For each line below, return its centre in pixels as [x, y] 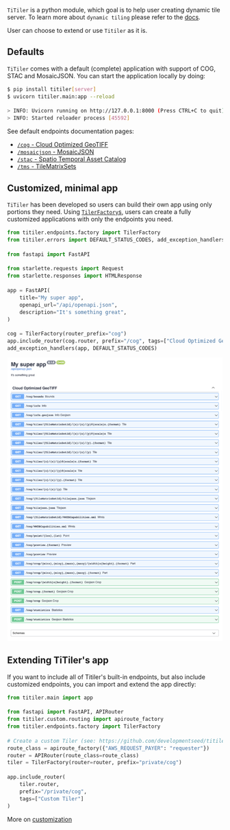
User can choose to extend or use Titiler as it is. [77, 31]
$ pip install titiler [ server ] [52, 89]
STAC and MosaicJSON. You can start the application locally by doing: [106, 75]
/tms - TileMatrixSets [47, 167]
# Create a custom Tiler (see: [52, 741]
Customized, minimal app [63, 188]
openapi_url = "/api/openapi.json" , [68, 305]
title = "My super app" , [52, 298]
